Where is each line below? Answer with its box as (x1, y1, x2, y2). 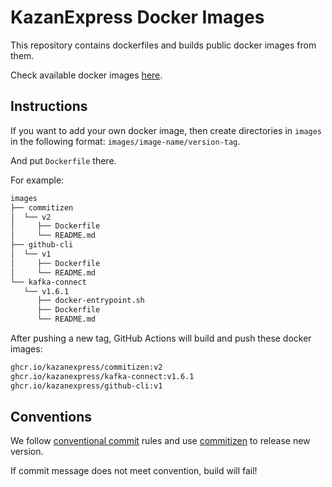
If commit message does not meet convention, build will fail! (10, 465, 258, 477)
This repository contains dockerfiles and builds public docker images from (10, 39, 317, 51)
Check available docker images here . (10, 69, 163, 81)
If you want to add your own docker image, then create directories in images (10, 124, 322, 136)
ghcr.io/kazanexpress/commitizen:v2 (10, 362, 163, 372)
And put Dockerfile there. (10, 154, 117, 166)
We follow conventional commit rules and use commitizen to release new (10, 435, 311, 447)
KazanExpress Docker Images (10, 6, 265, 29)
